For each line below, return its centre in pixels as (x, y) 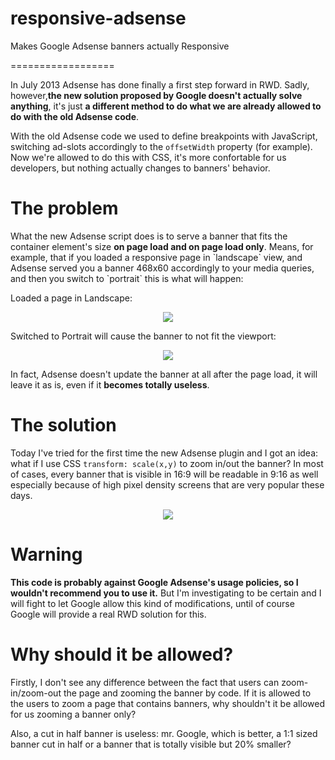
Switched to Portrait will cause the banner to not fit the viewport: (143, 336)
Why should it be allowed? (122, 654)
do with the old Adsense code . (75, 116)
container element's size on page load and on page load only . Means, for (162, 246)
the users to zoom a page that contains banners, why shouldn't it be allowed (167, 703)
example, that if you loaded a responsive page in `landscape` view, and (156, 257)
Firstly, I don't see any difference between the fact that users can (145, 682)
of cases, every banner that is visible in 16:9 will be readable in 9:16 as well (164, 474)
